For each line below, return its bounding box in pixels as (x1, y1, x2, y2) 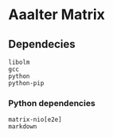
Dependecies (8, 37, 76, 51)
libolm (8, 58, 30, 66)
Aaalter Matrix (8, 6, 106, 24)
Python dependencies (8, 97, 95, 108)
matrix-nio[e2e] (8, 115, 62, 124)
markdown (8, 123, 37, 131)
